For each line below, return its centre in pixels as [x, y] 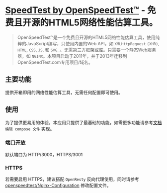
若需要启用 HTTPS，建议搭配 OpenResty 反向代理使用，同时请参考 [72, 179]
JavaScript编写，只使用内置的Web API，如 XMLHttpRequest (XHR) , [93, 43]
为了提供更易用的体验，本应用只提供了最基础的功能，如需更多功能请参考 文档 [83, 122]
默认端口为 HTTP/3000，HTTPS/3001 [44, 154]
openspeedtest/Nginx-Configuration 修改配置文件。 [58, 186]
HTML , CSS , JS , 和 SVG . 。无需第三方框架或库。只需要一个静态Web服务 [87, 50]
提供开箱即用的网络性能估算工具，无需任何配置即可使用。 [64, 92]
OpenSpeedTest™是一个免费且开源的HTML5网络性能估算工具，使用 [86, 37]
